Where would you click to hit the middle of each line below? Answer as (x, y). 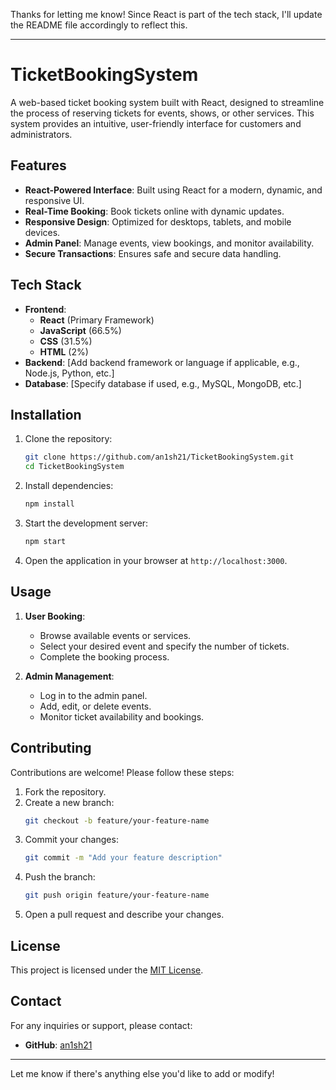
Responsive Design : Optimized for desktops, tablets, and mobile (158, 221)
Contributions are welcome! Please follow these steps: (122, 772)
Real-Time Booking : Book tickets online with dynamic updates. (154, 211)
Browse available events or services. (115, 635)
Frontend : (45, 309)
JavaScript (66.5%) (80, 330)
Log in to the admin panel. (93, 695)
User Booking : (55, 616)
